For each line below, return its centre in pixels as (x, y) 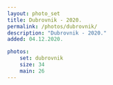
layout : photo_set (34, 13)
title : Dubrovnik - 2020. (44, 20)
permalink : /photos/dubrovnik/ (52, 26)
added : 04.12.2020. (35, 39)
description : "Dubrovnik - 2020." (57, 33)
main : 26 (32, 71)
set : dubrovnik (42, 58)
